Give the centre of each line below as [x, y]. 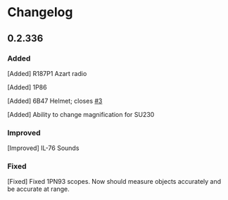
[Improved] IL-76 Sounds [43, 148]
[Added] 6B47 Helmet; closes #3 [55, 101]
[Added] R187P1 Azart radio [47, 73]
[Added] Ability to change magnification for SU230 [81, 114]
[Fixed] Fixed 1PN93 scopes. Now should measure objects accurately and [114, 182]
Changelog [40, 12]
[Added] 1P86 [27, 87]
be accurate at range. [39, 189]
